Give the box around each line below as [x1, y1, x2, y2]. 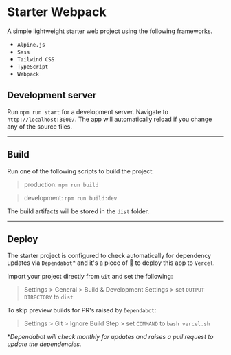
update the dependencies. [7, 340, 82, 348]
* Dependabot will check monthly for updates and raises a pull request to [7, 333, 214, 341]
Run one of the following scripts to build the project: [7, 166, 155, 175]
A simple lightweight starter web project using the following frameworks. [7, 27, 213, 35]
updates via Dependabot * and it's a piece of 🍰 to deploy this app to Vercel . [7, 259, 215, 267]
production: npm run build [23, 180, 99, 189]
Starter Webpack [7, 4, 107, 20]
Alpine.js [16, 41, 46, 48]
